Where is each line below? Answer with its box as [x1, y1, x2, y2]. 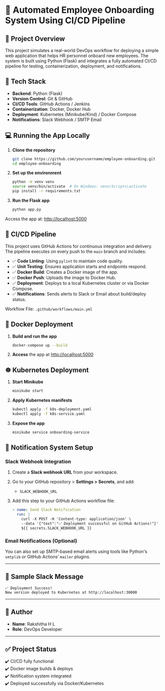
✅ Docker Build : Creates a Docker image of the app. [12, 269, 119, 275]
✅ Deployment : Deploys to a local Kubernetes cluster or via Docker [12, 280, 149, 286]
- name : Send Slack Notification [12, 508, 81, 512]
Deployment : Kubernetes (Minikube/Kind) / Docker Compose [12, 111, 137, 117]
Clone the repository [12, 147, 55, 153]
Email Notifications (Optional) [5, 537, 78, 544]
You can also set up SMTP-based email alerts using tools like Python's [5, 548, 147, 555]
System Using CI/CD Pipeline [5, 15, 126, 26]
